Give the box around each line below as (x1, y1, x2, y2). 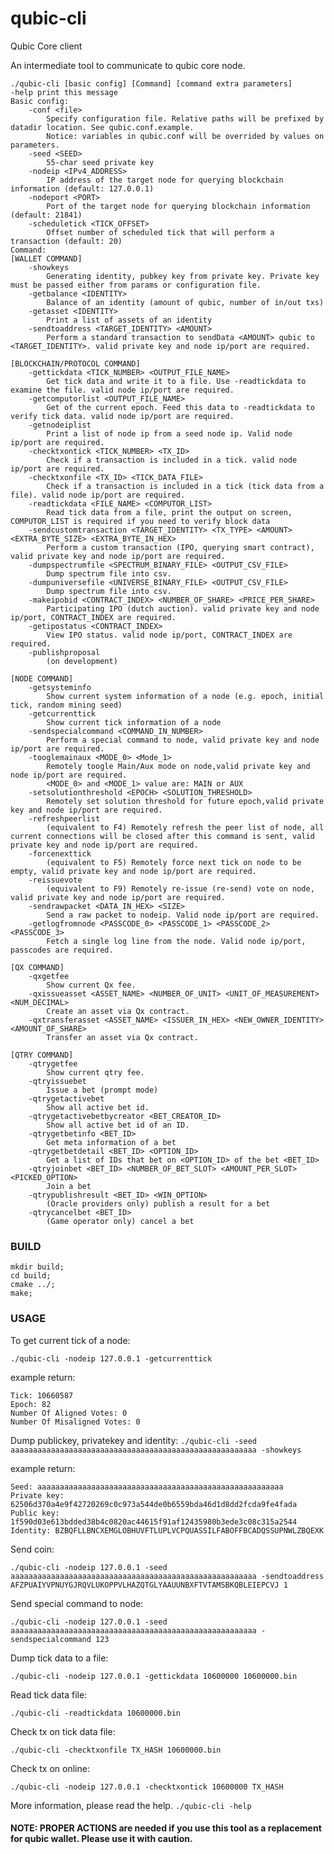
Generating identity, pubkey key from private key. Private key (46, 271, 320, 281)
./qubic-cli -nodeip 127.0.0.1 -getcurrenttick (10, 1353, 213, 1364)
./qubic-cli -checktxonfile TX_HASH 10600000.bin (10, 1745, 222, 1755)
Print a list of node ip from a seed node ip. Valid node (46, 428, 293, 439)
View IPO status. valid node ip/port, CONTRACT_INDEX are (46, 630, 293, 640)
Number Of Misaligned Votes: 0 (10, 1417, 141, 1427)
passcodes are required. (10, 945, 114, 955)
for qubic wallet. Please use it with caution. (10, 1833, 193, 1845)
